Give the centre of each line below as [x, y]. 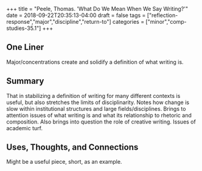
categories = [128, 22]
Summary [25, 81]
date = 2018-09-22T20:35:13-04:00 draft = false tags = [76, 15]
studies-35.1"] [24, 28]
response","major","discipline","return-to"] [59, 22]
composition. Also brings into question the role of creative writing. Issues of [101, 122]
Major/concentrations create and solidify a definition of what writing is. [95, 62]
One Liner [25, 47]
